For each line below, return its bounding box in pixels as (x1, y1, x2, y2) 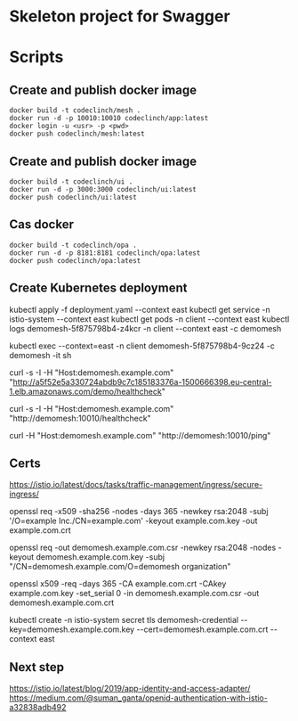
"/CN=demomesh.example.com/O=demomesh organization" (9, 561, 231, 572)
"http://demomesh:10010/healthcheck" (9, 413, 151, 423)
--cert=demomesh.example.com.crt (136, 624, 269, 635)
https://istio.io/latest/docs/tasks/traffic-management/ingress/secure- (9, 479, 263, 490)
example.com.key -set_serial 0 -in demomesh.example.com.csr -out (9, 588, 260, 599)
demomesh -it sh (9, 349, 72, 360)
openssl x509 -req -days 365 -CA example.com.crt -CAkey (9, 578, 227, 589)
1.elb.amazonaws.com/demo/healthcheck (9, 386, 162, 397)
